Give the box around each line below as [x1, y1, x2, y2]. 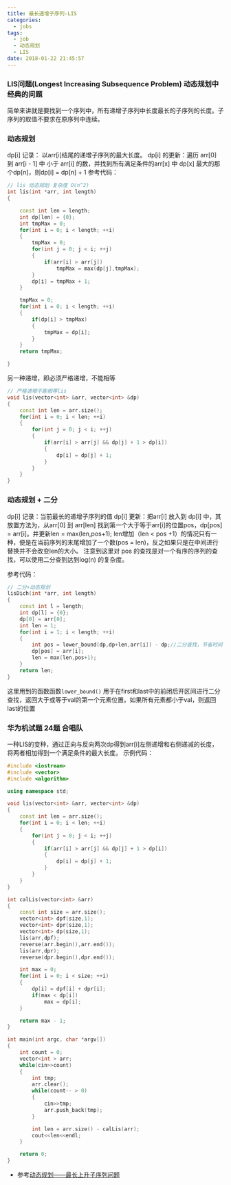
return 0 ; [19, 1150, 48, 1158]
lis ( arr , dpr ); [19, 947, 60, 954]
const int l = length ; [19, 603, 85, 610]
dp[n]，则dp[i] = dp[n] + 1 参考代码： [12, 168, 118, 177]
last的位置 [7, 704, 36, 712]
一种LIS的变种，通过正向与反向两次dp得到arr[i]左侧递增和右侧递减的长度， [7, 740, 219, 748]
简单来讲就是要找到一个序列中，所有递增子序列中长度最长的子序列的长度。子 [7, 106, 224, 115]
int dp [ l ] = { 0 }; [19, 609, 69, 616]
